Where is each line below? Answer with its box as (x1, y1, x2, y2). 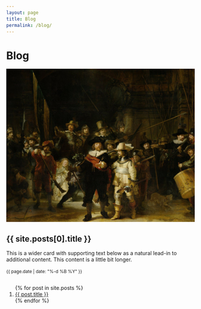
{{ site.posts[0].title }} (6, 234, 92, 244)
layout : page (6, 10, 39, 16)
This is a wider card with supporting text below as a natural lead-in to (6, 250, 177, 257)
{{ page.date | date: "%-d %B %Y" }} (6, 269, 83, 275)
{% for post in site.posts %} (14, 284, 84, 292)
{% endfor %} (14, 297, 50, 304)
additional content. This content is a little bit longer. (6, 256, 133, 263)
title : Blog (6, 16, 36, 22)
